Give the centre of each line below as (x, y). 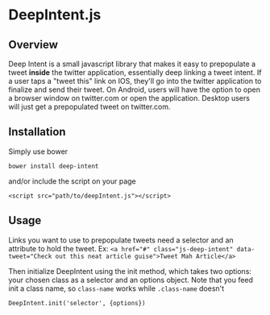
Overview (33, 45)
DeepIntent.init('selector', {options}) (77, 303)
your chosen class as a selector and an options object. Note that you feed (131, 280)
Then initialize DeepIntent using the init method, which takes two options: (130, 271)
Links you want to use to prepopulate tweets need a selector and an (121, 240)
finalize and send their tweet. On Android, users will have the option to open (134, 89)
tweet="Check (30, 256)
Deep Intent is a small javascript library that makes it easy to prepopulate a (132, 64)
